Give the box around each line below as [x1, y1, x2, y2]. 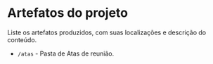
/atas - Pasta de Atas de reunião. [17, 49, 115, 58]
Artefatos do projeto [7, 5, 129, 21]
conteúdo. [7, 35, 37, 44]
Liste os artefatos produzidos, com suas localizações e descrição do [7, 28, 207, 37]
